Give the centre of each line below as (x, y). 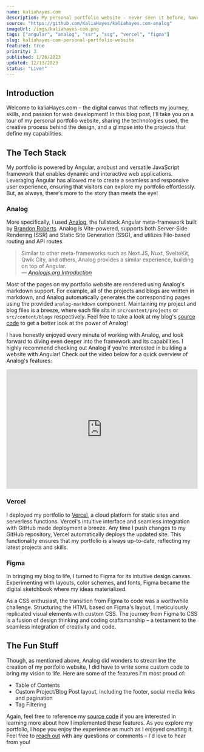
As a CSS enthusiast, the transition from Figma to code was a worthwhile (97, 601)
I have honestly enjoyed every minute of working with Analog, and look (95, 335)
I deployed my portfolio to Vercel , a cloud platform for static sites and (93, 515)
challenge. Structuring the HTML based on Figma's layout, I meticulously (97, 607)
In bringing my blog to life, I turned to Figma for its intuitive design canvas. (99, 576)
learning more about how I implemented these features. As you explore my (100, 723)
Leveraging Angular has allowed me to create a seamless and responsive (98, 180)
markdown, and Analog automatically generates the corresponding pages (98, 297)
